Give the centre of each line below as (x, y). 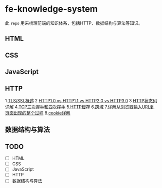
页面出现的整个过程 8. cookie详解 (38, 113)
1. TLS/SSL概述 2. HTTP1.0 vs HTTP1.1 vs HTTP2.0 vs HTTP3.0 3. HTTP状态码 (81, 100)
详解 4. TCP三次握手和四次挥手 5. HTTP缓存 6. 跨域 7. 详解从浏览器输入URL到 (80, 107)
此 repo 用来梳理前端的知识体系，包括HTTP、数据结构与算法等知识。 (74, 23)
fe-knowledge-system (52, 9)
